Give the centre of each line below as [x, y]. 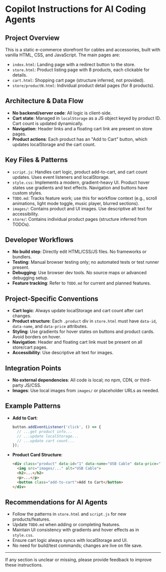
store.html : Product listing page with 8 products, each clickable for [81, 70]
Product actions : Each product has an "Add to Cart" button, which [80, 139]
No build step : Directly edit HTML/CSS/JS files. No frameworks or [79, 252]
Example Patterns [33, 406]
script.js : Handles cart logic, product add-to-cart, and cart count [80, 172]
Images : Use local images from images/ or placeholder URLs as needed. [86, 391]
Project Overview [32, 38]
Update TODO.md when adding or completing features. [66, 525]
